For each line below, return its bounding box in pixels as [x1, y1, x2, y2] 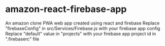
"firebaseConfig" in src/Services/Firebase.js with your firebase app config [5, 25, 160, 31]
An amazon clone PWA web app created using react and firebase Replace [5, 20, 160, 26]
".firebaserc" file [5, 36, 40, 42]
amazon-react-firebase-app [5, 3, 127, 15]
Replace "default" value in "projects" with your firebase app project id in [5, 30, 156, 36]
